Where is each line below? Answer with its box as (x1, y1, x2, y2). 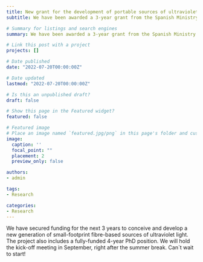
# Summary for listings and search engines (6, 25, 118, 31)
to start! (6, 251, 26, 258)
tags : (6, 186, 20, 192)
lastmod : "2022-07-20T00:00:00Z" (6, 80, 91, 87)
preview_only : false (11, 159, 63, 165)
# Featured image (6, 125, 50, 131)
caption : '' (11, 142, 42, 148)
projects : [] (6, 48, 39, 54)
